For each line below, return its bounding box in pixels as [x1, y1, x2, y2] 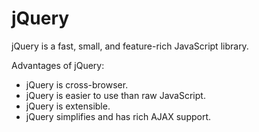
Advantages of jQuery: [11, 59, 105, 71]
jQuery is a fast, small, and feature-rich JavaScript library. [11, 40, 249, 52]
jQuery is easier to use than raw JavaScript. [25, 89, 206, 101]
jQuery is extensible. [25, 100, 111, 112]
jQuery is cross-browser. [25, 78, 129, 91]
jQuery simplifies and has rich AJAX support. [25, 110, 212, 122]
